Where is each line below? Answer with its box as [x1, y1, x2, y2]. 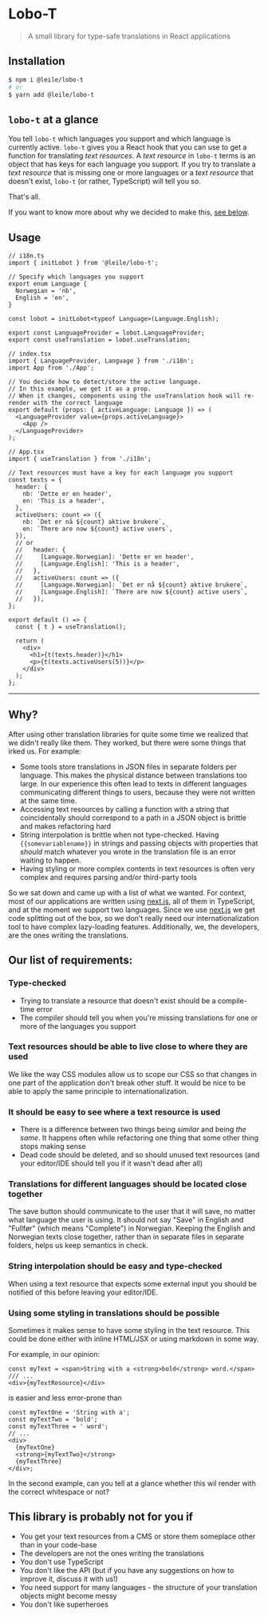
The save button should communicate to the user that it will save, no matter [8, 1207, 256, 1216]
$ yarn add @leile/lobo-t [8, 90, 94, 98]
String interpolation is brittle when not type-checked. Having [19, 830, 219, 839]
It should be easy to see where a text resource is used [8, 1106, 221, 1117]
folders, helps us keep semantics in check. [8, 1241, 149, 1251]
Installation [8, 54, 65, 68]
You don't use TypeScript [19, 1557, 104, 1567]
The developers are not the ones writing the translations [19, 1548, 205, 1558]
